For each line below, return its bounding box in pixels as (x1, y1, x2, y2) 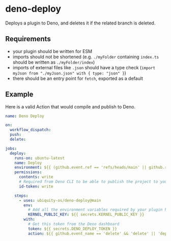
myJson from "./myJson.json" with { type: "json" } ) (12, 70, 126, 76)
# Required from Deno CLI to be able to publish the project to (18, 179, 158, 184)
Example (5, 90, 34, 99)
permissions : (14, 170, 42, 175)
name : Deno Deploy (5, 113, 44, 119)
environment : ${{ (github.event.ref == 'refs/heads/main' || (14, 165, 147, 170)
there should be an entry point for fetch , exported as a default (12, 75, 144, 82)
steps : (14, 193, 28, 198)
